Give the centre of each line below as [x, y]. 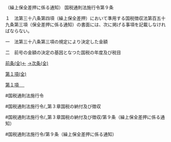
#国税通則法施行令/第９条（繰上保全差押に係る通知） [61, 134]
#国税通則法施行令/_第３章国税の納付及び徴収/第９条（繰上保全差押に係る [83, 117]
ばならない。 [19, 31]
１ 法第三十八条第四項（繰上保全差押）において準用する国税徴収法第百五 [83, 18]
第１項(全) [16, 74]
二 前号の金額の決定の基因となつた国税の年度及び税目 [63, 52]
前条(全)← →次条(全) [27, 63]
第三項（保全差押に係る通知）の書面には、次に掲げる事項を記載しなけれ [90, 25]
